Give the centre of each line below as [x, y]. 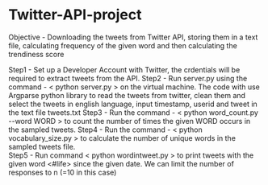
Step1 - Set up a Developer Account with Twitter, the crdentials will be [124, 69]
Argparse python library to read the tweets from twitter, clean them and [127, 95]
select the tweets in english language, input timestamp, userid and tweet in [133, 104]
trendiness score [36, 54]
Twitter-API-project [75, 15]
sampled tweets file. [42, 146]
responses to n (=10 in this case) [63, 172]
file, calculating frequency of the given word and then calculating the [123, 45]
